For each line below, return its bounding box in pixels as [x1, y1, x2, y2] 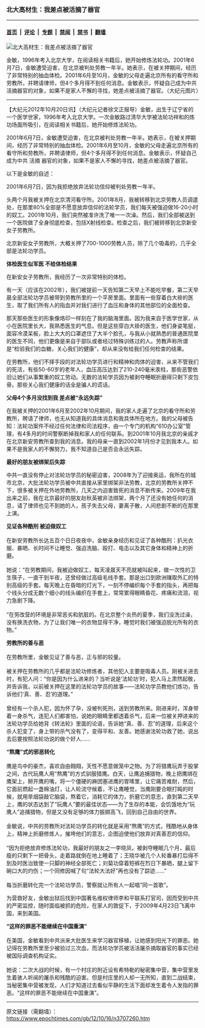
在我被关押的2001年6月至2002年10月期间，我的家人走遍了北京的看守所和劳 [6, 407, 196, 414]
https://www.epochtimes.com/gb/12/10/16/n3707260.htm [6, 1015, 151, 1022]
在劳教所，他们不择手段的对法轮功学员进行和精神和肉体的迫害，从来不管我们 [6, 358, 199, 365]
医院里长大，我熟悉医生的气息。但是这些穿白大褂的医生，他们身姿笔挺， [16, 322, 199, 329]
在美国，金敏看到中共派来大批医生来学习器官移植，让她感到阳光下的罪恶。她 [6, 936, 199, 944]
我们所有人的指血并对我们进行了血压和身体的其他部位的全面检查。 [27, 301, 193, 308]
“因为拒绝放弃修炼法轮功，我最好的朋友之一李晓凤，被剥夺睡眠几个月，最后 [6, 844, 196, 851]
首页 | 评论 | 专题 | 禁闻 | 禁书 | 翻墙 [6, 28, 106, 35]
